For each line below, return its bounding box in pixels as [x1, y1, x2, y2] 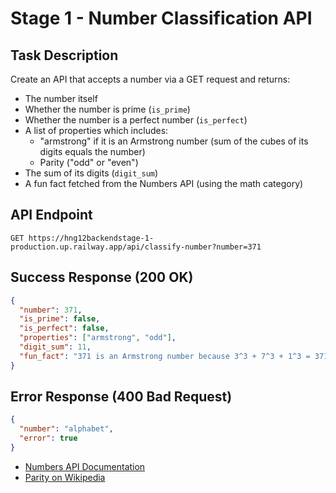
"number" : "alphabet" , [19, 424, 114, 434]
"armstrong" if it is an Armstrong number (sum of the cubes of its [39, 135, 309, 147]
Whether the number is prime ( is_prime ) [24, 103, 191, 115]
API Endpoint [10, 207, 93, 224]
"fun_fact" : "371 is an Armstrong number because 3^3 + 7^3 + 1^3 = [19, 351, 311, 361]
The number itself [24, 93, 98, 104]
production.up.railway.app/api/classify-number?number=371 [10, 242, 262, 252]
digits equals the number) [39, 146, 146, 157]
